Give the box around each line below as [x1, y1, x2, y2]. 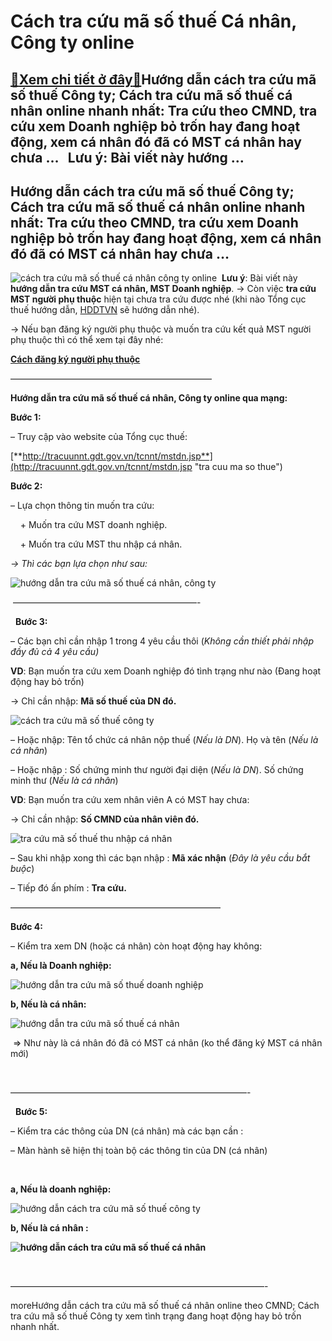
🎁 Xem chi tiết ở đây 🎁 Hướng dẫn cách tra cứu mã [10, 71, 317, 88]
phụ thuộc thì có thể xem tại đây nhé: [10, 334, 164, 346]
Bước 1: [10, 411, 42, 424]
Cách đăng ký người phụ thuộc [10, 353, 141, 365]
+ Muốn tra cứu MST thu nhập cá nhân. [19, 538, 183, 550]
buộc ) [10, 863, 35, 875]
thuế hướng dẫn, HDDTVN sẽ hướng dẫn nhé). [10, 304, 200, 316]
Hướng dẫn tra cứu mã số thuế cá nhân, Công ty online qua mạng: [10, 392, 288, 404]
